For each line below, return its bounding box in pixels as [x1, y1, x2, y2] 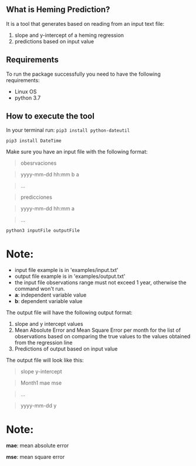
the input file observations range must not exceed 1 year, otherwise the [14, 279, 187, 286]
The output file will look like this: [6, 357, 84, 364]
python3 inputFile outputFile [6, 228, 80, 234]
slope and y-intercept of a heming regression [14, 32, 124, 39]
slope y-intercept [20, 368, 63, 375]
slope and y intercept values [14, 321, 83, 328]
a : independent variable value [14, 291, 87, 298]
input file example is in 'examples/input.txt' [14, 267, 119, 274]
